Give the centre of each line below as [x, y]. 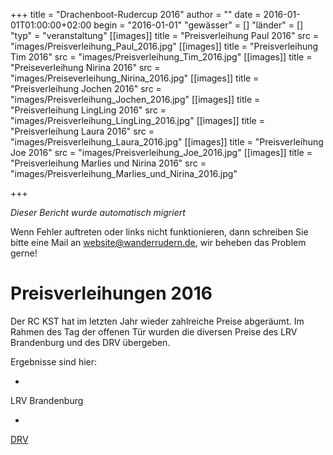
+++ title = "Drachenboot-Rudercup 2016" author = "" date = [136, 14]
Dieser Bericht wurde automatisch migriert [98, 212]
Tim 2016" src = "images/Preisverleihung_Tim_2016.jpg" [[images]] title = [161, 57]
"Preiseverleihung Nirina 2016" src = [85, 67]
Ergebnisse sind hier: [54, 361]
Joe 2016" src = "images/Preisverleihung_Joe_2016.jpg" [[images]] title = [161, 152]
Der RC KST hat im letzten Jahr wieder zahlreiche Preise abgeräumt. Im [157, 321]
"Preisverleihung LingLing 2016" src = [88, 110]
